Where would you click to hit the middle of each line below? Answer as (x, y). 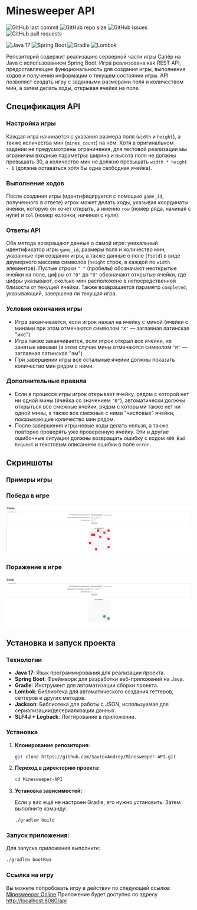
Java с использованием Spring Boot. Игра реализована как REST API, (94, 63)
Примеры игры (29, 480)
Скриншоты (29, 463)
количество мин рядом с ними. (54, 366)
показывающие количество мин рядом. (65, 419)
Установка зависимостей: (48, 791)
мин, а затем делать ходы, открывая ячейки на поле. (73, 88)
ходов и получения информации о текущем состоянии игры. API (87, 75)
